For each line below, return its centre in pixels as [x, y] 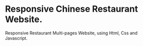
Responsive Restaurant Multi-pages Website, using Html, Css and [71, 33]
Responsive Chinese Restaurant [71, 9]
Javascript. [16, 38]
